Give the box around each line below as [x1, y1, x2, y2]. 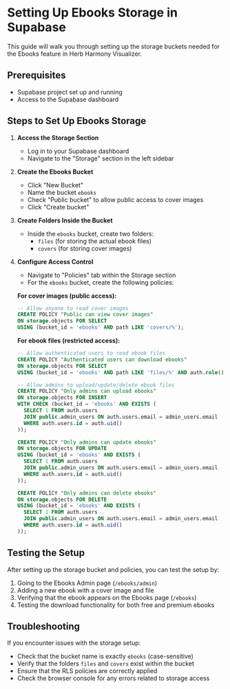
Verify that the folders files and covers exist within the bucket [17, 659, 195, 668]
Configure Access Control [17, 257, 94, 266]
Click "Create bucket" [27, 203, 90, 211]
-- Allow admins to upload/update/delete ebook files [17, 381, 175, 389]
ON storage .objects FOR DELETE [17, 496, 107, 503]
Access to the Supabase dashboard [17, 95, 119, 103]
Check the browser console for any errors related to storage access [17, 674, 210, 683]
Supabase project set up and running [17, 88, 123, 96]
